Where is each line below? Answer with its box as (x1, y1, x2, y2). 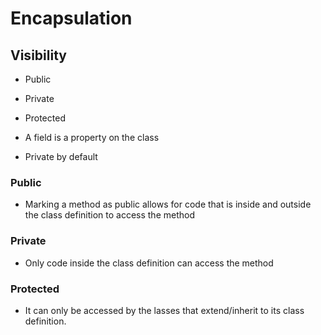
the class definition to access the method (24, 209, 195, 221)
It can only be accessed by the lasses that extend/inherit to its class (24, 304, 305, 316)
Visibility (10, 47, 67, 64)
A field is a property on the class (24, 132, 160, 143)
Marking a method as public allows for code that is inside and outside (24, 198, 312, 211)
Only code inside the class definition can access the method (24, 257, 274, 269)
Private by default (24, 151, 98, 162)
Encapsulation (10, 7, 133, 30)
